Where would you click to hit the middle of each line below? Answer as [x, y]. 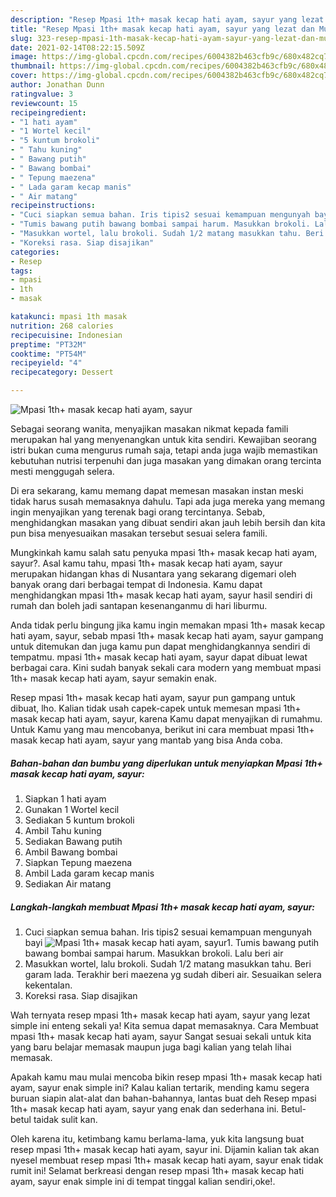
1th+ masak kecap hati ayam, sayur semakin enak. [113, 678]
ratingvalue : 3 [42, 94]
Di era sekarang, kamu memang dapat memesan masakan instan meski [157, 490]
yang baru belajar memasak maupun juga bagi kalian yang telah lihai [151, 1047]
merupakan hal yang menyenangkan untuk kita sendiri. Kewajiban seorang [163, 439]
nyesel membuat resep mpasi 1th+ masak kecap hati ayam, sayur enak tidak [167, 1160]
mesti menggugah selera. [62, 471]
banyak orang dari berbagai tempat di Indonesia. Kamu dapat [136, 584]
